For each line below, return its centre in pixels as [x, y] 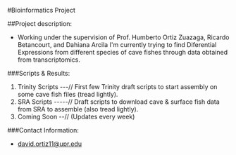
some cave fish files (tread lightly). [68, 94]
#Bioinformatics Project [42, 10]
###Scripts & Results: [39, 73]
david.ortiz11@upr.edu [50, 144]
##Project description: [40, 23]
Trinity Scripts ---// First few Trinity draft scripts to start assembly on [117, 87]
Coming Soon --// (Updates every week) [76, 116]
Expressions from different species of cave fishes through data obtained [122, 52]
